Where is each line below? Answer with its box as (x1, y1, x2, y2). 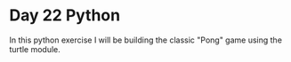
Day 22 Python (9, 5, 121, 26)
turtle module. (9, 43, 61, 54)
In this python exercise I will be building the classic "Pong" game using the (9, 35, 283, 45)
